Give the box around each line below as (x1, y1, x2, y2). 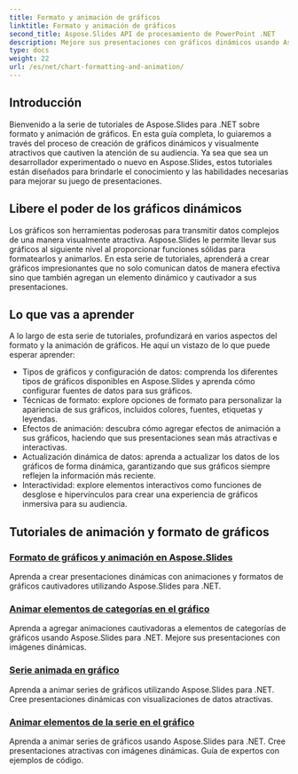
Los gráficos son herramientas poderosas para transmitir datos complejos (9, 225, 279, 235)
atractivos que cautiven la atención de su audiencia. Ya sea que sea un (9, 147, 269, 158)
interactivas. (21, 442, 68, 453)
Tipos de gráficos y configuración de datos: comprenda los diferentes (21, 367, 278, 377)
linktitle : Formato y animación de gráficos (9, 21, 176, 30)
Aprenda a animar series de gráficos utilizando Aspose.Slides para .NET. (9, 684, 275, 695)
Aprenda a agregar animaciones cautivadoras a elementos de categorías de (9, 623, 286, 634)
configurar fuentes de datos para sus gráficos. (21, 385, 193, 396)
